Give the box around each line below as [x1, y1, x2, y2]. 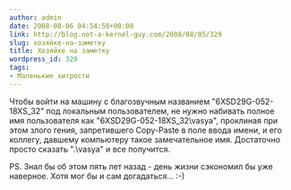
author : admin [9, 13, 63, 22]
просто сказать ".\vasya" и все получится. [9, 143, 171, 154]
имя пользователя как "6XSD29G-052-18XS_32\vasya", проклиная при [9, 115, 278, 125]
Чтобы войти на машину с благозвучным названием [9, 96, 210, 107]
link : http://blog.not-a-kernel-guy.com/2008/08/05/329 [9, 30, 222, 39]
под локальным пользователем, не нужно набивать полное [46, 105, 275, 117]
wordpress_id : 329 [9, 55, 78, 64]
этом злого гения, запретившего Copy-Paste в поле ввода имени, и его [9, 125, 282, 135]
